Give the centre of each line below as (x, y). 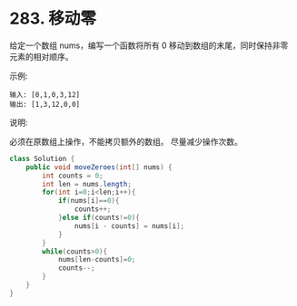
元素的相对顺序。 (41, 56)
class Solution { (42, 158)
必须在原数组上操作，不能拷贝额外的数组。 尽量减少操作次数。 (126, 141)
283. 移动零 (53, 19)
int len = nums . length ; (87, 184)
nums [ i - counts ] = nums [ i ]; (129, 226)
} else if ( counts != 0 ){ (99, 218)
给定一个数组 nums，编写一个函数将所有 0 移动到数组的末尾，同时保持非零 (149, 45)
